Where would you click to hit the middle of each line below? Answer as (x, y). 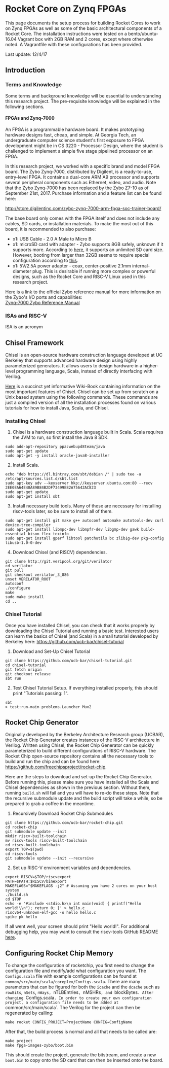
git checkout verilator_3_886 (37, 575)
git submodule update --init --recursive (50, 858)
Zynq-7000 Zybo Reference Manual (43, 302)
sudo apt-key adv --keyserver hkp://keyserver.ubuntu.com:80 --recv (79, 483)
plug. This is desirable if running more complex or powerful (94, 271)
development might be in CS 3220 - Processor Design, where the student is (84, 146)
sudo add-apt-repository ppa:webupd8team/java (55, 447)
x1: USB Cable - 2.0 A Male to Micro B (52, 238)
